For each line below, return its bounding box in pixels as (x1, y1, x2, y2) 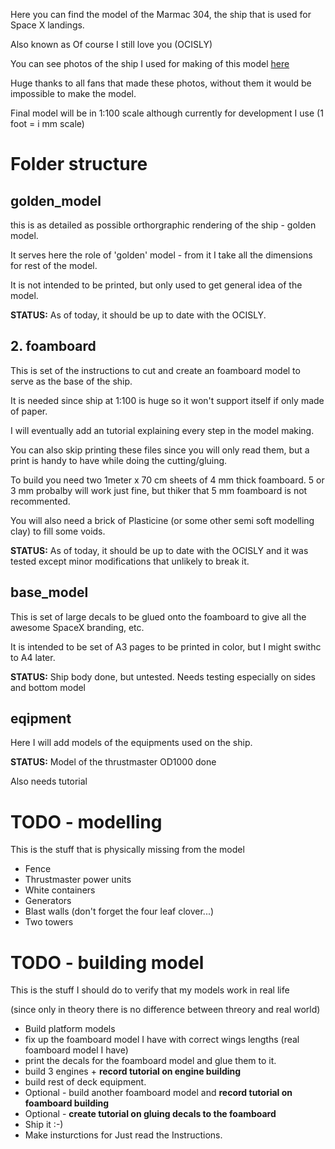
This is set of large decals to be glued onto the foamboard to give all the (10, 610, 307, 623)
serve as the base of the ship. (10, 375, 133, 387)
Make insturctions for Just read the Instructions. (24, 1129, 223, 1141)
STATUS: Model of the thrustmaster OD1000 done (10, 756, 217, 768)
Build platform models (24, 1023, 116, 1035)
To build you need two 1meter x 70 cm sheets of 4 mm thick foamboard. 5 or (10, 474, 325, 486)
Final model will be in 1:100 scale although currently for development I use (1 (10, 107, 324, 119)
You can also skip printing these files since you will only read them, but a (10, 444, 310, 456)
